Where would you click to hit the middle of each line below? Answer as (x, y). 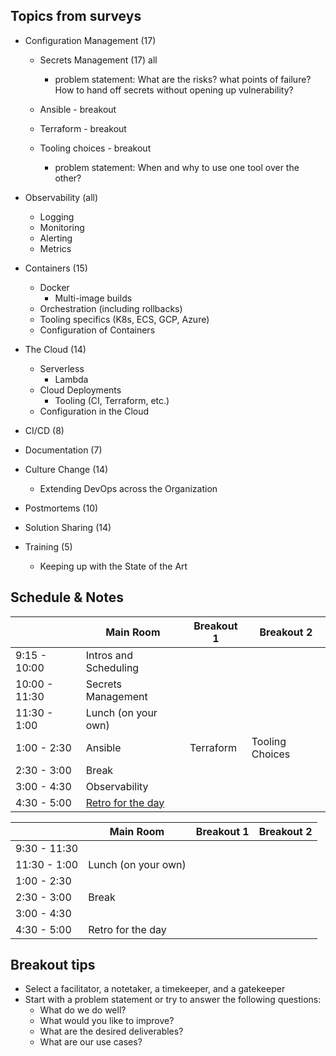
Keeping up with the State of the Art (113, 566)
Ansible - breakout (78, 109)
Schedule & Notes (67, 597)
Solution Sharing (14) (68, 527)
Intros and (109, 655)
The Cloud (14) (55, 349)
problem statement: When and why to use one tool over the (177, 167)
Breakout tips (53, 965)
